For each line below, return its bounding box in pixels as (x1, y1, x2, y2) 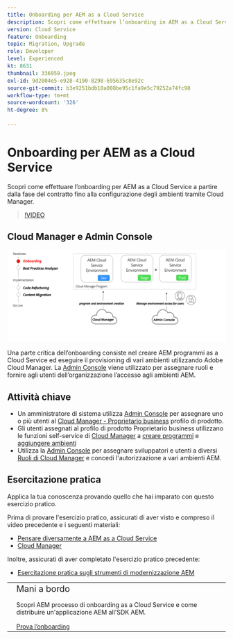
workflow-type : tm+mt (7, 92, 70, 99)
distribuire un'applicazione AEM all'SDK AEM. (16, 608, 146, 616)
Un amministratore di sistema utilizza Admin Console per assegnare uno (17, 410, 223, 418)
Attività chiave (7, 391, 71, 403)
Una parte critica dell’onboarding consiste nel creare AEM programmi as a (7, 348, 218, 357)
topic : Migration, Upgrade (7, 40, 85, 48)
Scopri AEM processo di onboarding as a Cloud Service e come (16, 600, 198, 608)
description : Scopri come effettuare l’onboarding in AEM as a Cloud (7, 18, 213, 26)
